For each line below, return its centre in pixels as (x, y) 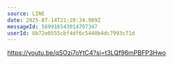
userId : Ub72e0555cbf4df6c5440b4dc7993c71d (71, 33)
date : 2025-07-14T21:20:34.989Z (54, 20)
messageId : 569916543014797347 (52, 26)
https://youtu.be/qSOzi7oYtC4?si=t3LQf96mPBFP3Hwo (87, 53)
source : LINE (26, 14)
